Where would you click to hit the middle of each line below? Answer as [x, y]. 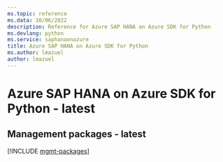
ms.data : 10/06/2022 [37, 20]
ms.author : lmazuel [36, 53]
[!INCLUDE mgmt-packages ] [48, 151]
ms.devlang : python [36, 33]
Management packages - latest [77, 134]
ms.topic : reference [37, 14]
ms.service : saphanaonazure [48, 40]
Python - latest [51, 108]
